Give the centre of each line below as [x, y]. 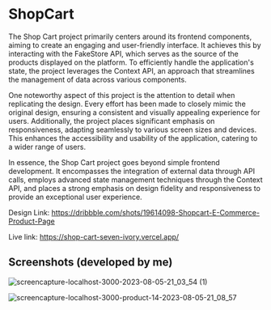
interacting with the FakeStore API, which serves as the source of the [123, 53]
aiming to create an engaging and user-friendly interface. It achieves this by [135, 45]
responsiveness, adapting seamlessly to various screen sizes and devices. [133, 130]
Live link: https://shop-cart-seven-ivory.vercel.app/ [94, 236]
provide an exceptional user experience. [76, 197]
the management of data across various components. [98, 79]
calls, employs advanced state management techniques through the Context [135, 180]
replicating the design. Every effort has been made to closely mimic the [127, 104]
